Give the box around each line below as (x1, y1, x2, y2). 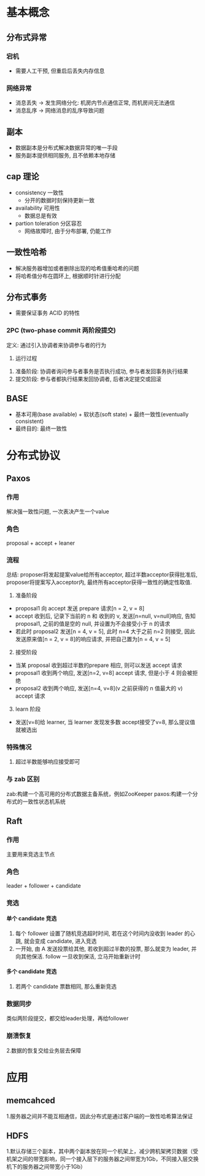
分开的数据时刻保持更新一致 (24, 196, 95, 203)
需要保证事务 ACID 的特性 (15, 309, 80, 317)
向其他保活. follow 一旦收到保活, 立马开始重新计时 (15, 952, 141, 960)
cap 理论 (6, 172, 39, 182)
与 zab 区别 (6, 775, 40, 784)
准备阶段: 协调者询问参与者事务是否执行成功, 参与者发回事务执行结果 (15, 367, 188, 375)
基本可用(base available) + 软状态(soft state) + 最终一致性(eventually (15, 410, 189, 418)
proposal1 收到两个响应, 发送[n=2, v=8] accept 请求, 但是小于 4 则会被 (15, 669, 193, 676)
